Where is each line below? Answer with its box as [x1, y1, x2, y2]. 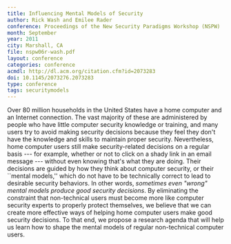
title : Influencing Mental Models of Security [7, 10, 143, 17]
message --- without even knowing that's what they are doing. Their [7, 157, 201, 165]
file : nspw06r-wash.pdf [7, 49, 76, 56]
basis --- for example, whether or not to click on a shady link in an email [7, 150, 212, 159]
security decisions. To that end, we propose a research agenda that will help [7, 216, 224, 224]
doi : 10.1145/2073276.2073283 [7, 74, 94, 81]
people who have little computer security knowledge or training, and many [7, 121, 219, 129]
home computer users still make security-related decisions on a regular [7, 143, 210, 151]
